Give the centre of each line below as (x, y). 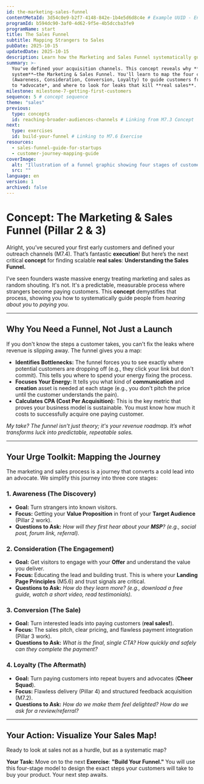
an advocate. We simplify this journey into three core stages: (82, 478)
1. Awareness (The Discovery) (51, 494)
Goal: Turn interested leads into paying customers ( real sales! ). (94, 623)
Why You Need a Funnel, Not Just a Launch (90, 329)
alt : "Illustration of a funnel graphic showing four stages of (95, 165)
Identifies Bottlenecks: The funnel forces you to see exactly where (99, 362)
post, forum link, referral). (47, 533)
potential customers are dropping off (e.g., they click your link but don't (104, 368)
